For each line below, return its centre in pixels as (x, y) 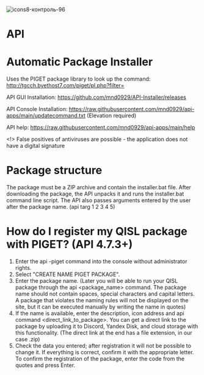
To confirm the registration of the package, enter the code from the (100, 359)
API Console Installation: (37, 109)
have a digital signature (36, 146)
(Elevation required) (111, 115)
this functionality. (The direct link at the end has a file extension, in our (104, 333)
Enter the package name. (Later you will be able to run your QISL (97, 281)
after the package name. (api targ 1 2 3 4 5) (61, 207)
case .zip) (27, 339)
